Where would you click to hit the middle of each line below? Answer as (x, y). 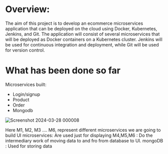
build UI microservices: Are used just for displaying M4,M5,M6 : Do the (79, 135)
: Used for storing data (29, 146)
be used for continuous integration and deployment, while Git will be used (82, 44)
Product (21, 99)
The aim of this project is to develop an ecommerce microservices (74, 23)
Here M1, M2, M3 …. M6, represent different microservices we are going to (83, 130)
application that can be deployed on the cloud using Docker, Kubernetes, (81, 28)
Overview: (28, 9)
